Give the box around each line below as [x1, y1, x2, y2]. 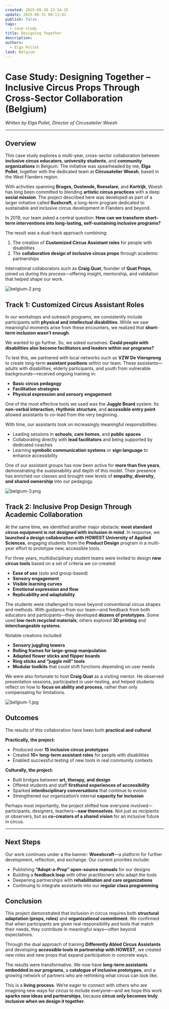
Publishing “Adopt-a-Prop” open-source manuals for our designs [12, 866, 150, 872]
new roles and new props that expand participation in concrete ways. [5, 952, 149, 958]
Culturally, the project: [5, 767, 54, 773]
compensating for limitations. [5, 689, 66, 695]
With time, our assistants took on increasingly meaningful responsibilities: [5, 421, 158, 428]
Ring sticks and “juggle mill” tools [12, 658, 85, 664]
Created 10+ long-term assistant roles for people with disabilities [12, 752, 149, 758]
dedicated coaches [12, 442, 53, 448]
